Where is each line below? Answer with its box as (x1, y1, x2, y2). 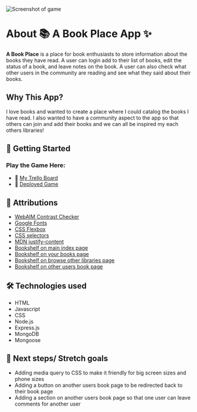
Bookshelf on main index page (14, 244, 89, 251)
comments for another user (14, 400, 81, 407)
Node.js (14, 318, 34, 325)
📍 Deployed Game (14, 181, 59, 188)
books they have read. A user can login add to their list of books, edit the (6, 56, 182, 64)
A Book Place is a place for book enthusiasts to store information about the (6, 50, 188, 57)
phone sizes (14, 375, 45, 382)
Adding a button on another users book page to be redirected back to (14, 382, 183, 389)
